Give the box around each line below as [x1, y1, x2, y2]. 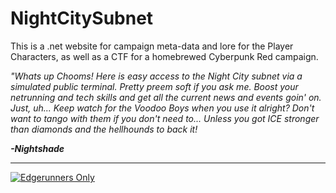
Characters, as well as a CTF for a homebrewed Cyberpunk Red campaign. [10, 50, 319, 62]
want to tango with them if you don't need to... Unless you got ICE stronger [10, 112, 320, 124]
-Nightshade [10, 142, 65, 154]
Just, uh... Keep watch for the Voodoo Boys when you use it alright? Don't [10, 102, 315, 114]
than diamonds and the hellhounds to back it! [10, 123, 198, 135]
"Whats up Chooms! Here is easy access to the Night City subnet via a [10, 70, 303, 82]
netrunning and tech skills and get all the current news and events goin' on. [10, 91, 322, 103]
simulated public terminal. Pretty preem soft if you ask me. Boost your [10, 80, 299, 92]
